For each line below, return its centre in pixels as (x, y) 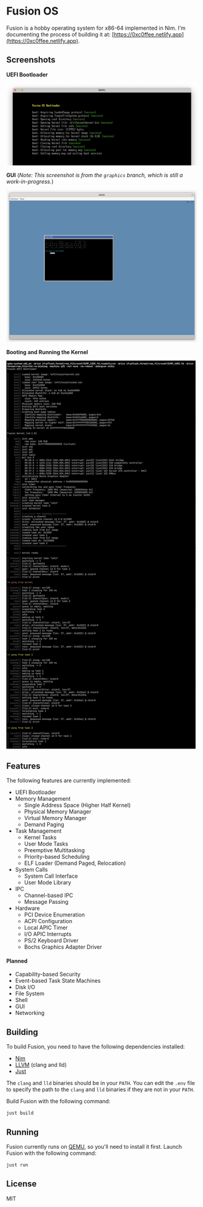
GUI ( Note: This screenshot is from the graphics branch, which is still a (95, 175)
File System (30, 994)
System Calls (32, 870)
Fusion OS (32, 11)
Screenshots (31, 60)
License (22, 1184)
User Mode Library (48, 883)
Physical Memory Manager (58, 812)
